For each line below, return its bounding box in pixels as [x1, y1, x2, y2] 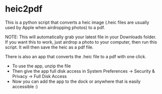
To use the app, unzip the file [12, 63, 71, 69]
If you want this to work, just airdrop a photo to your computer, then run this [5, 39, 157, 45]
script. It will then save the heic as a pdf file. [5, 44, 94, 50]
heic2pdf [5, 3, 43, 15]
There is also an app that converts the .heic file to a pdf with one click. [5, 53, 146, 59]
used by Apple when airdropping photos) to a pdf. [5, 24, 105, 30]
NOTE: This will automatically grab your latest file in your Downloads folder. [5, 34, 157, 40]
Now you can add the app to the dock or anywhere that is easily [12, 78, 141, 84]
